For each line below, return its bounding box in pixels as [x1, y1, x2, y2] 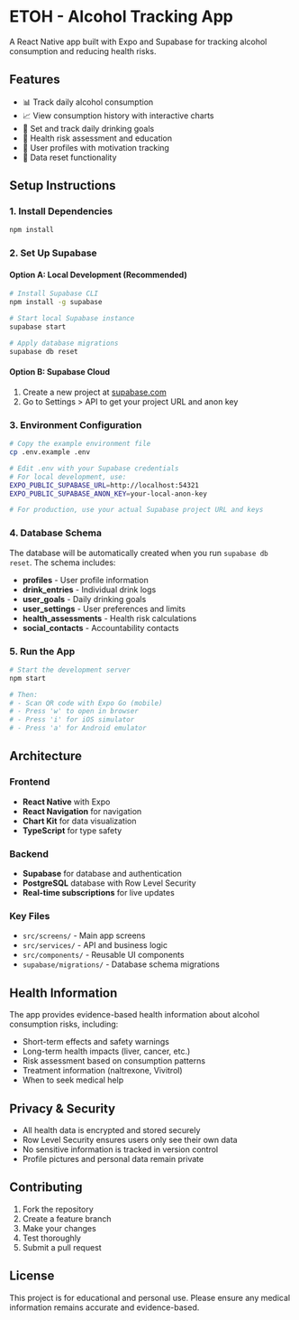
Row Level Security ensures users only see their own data [22, 1134, 238, 1145]
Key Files [9, 909, 50, 922]
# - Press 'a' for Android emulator [9, 724, 147, 733]
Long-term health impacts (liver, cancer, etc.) [22, 1046, 191, 1057]
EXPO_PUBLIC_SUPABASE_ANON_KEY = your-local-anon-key [9, 489, 207, 498]
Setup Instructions [9, 178, 116, 193]
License [9, 1269, 55, 1284]
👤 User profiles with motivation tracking [22, 142, 169, 153]
